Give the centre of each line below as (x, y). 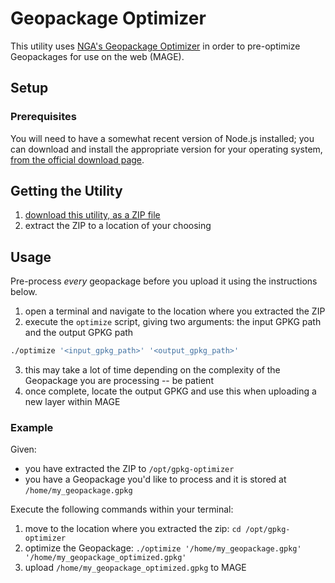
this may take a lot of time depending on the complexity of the (152, 370)
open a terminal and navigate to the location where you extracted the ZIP (175, 311)
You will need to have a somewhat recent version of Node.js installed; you (162, 138)
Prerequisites (43, 117)
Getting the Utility (66, 191)
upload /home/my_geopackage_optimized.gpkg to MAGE (135, 568)
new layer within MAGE (72, 402)
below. (24, 292)
